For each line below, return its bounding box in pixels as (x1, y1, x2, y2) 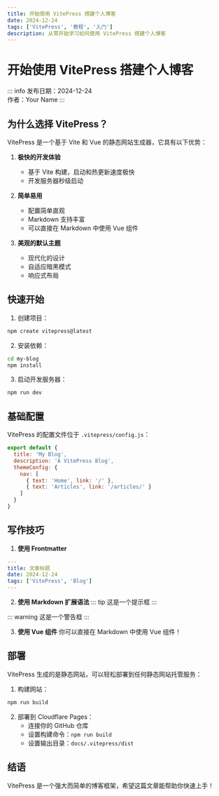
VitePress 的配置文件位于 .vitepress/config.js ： (7, 431, 150, 439)
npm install (7, 362, 42, 369)
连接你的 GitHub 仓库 (27, 721, 89, 729)
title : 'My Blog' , (13, 451, 68, 458)
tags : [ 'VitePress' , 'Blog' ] (7, 578, 92, 585)
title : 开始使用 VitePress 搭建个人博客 (7, 10, 116, 18)
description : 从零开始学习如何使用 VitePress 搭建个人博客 (7, 29, 167, 37)
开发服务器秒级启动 (27, 177, 84, 184)
